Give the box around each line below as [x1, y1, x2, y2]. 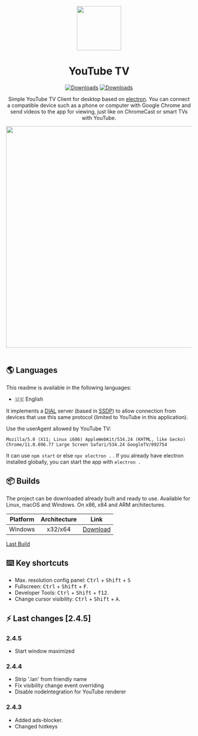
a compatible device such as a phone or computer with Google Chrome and [6, 102, 192, 109]
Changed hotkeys [14, 722, 58, 729]
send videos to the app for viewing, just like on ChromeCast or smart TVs [10, 108, 188, 115]
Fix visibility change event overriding [14, 682, 104, 689]
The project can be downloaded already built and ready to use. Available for [6, 495, 190, 502]
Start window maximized [14, 647, 75, 655]
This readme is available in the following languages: [6, 384, 131, 391]
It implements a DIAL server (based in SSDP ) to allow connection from [6, 407, 176, 414]
